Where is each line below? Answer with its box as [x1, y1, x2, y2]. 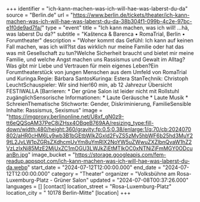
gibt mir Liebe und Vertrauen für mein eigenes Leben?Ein [18, 62, 159, 69]
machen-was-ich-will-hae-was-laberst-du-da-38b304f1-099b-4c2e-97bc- [6, 18, 192, 25]
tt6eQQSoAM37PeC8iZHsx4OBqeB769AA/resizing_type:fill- [6, 120, 154, 126]
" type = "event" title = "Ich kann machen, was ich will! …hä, [41, 24, 190, 31]
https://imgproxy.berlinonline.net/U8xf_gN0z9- [8, 113, 124, 120]
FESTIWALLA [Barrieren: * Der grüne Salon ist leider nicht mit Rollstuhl [6, 88, 179, 94]
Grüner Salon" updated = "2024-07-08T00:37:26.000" [53, 176, 189, 183]
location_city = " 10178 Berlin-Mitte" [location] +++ [6, 189, 131, 196]
